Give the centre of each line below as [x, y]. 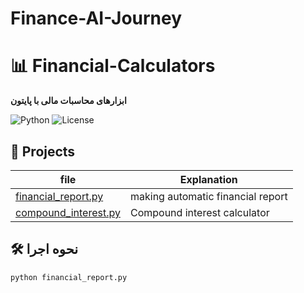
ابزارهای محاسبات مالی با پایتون [68, 101]
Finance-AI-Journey [96, 18]
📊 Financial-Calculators [113, 66]
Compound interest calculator [199, 212]
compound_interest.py [68, 212]
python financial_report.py [69, 277]
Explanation [208, 179]
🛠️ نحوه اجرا [44, 249]
